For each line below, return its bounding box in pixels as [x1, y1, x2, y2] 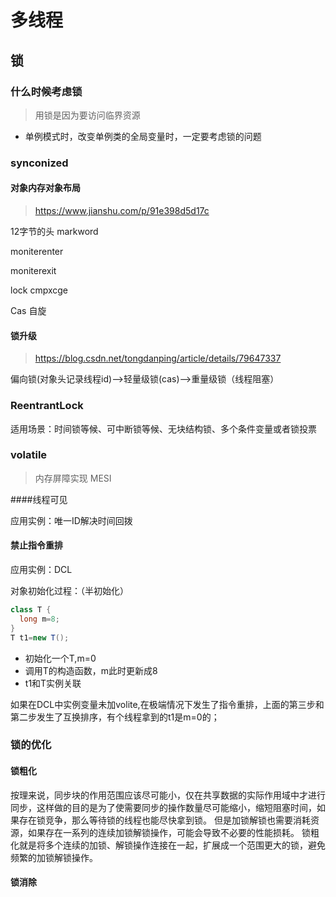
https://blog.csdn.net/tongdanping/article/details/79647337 [34, 352, 282, 365]
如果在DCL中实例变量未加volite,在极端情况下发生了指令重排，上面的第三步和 [10, 698, 325, 710]
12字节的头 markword [10, 226, 99, 237]
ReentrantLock [10, 399, 84, 413]
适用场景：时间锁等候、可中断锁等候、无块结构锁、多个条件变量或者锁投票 [10, 422, 317, 435]
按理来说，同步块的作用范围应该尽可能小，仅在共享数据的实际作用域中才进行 [10, 789, 326, 801]
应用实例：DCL [10, 564, 73, 575]
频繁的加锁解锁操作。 [10, 851, 98, 863]
